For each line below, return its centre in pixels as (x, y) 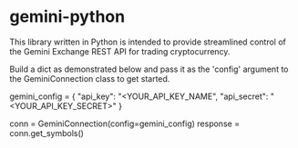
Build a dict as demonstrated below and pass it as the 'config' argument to (149, 69)
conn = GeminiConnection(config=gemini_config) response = (124, 123)
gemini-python (67, 17)
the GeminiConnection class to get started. (90, 78)
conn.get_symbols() (47, 133)
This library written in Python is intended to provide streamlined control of (148, 42)
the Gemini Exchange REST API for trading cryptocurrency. (120, 51)
